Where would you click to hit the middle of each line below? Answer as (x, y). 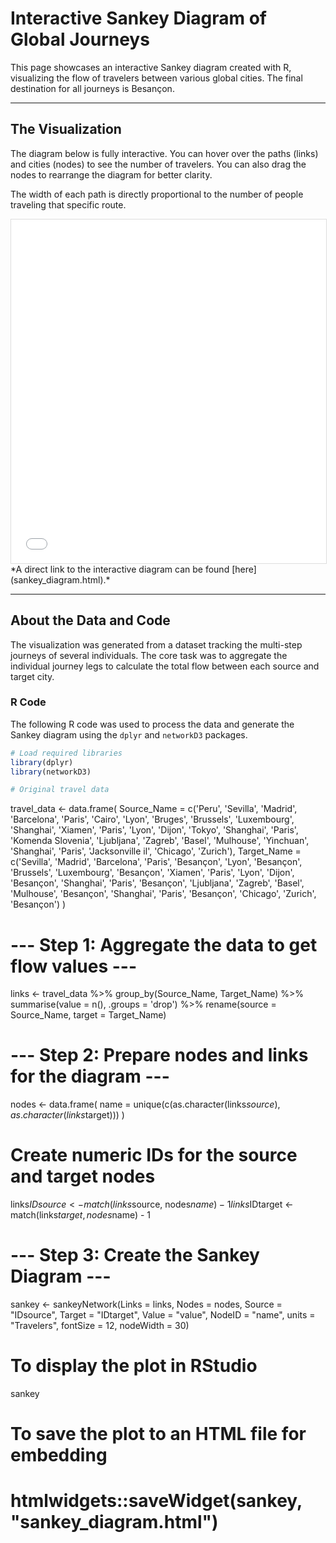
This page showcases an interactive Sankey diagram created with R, (151, 67)
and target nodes (83, 1176)
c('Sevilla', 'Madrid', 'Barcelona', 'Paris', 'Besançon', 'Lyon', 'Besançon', (156, 862)
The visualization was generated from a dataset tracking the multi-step (156, 644)
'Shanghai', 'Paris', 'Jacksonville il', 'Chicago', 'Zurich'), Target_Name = (156, 851)
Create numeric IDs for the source (154, 1155)
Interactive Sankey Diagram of (138, 18)
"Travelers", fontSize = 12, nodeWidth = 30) (100, 1326)
